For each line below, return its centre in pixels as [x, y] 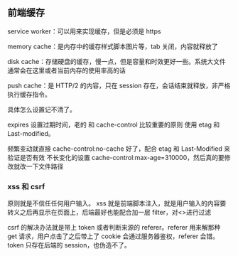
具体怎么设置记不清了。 [42, 110]
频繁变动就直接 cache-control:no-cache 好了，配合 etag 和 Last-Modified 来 [119, 149]
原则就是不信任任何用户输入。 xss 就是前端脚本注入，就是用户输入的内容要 [117, 203]
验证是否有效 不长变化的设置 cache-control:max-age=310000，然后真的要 [116, 157]
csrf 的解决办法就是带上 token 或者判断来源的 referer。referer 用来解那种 [114, 228]
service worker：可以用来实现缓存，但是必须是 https [84, 31]
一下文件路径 [45, 166]
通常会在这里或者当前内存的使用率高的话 [66, 70]
